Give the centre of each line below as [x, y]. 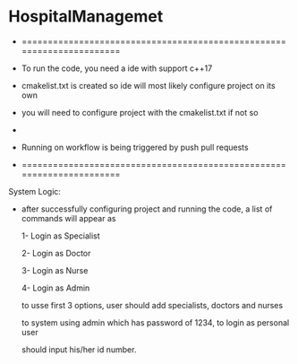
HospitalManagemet [86, 17]
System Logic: [35, 191]
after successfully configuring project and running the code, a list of [147, 209]
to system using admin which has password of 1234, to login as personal [155, 322]
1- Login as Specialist [60, 236]
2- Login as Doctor [56, 253]
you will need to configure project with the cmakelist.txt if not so [140, 112]
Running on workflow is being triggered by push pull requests [135, 147]
